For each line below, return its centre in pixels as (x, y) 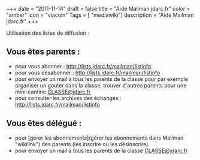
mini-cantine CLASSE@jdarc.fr (53, 92)
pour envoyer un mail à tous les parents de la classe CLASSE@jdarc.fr (101, 150)
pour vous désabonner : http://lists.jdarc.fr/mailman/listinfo (87, 73)
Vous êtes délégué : (44, 123)
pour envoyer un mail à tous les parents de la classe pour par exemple (101, 79)
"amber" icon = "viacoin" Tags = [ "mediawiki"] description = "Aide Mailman (100, 15)
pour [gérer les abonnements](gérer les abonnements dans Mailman (99, 138)
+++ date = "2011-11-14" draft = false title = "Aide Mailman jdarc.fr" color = (98, 9)
